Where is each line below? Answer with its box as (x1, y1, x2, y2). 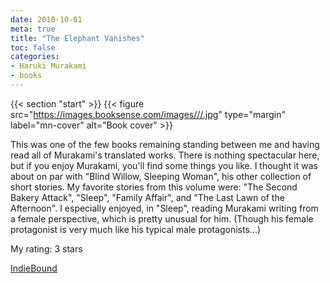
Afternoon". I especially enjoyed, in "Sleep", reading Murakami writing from (10, 202, 319, 214)
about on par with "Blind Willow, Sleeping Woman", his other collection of (10, 170, 312, 182)
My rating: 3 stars (10, 242, 83, 255)
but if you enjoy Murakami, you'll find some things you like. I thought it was (10, 159, 318, 171)
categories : (10, 52, 60, 62)
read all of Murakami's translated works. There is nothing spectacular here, (10, 149, 320, 161)
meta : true (10, 24, 56, 34)
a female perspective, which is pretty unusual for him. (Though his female (10, 212, 314, 225)
